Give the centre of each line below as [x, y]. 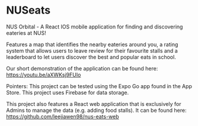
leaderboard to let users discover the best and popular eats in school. [91, 57]
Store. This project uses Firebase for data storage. [68, 92]
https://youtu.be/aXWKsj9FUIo [44, 75]
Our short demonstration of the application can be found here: [82, 68]
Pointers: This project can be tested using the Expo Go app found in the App [99, 86]
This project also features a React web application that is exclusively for [94, 104]
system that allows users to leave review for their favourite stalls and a [92, 50]
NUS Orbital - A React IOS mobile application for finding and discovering [95, 27]
